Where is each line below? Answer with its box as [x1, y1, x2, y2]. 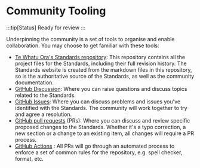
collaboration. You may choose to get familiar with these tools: [6, 42, 159, 49]
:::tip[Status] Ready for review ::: [6, 24, 85, 31]
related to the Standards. [14, 91, 76, 99]
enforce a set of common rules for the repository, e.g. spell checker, [14, 148, 183, 156]
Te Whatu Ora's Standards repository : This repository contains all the [14, 53, 186, 60]
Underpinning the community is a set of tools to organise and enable [6, 35, 175, 42]
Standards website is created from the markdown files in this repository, [14, 66, 192, 73]
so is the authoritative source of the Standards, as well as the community [14, 72, 195, 80]
